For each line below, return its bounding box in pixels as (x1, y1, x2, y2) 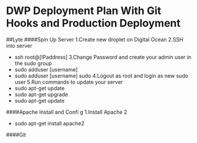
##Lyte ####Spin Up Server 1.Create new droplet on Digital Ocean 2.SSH (6, 36, 183, 43)
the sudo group (14, 60, 52, 67)
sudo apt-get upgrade (14, 91, 69, 98)
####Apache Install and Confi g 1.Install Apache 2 (6, 108, 128, 115)
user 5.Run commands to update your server (14, 78, 123, 86)
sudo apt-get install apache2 (14, 120, 85, 127)
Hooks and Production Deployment (6, 16, 181, 30)
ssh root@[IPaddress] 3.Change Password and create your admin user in (14, 53, 192, 60)
